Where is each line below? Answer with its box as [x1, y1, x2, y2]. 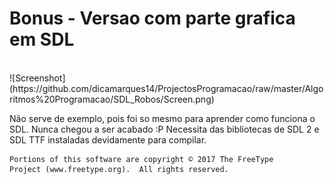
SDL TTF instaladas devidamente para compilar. [9, 133, 207, 146]
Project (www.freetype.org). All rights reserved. [9, 164, 229, 174]
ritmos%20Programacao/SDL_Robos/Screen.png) [9, 93, 215, 105]
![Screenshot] [9, 72, 66, 84]
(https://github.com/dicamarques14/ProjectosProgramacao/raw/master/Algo [9, 82, 324, 94]
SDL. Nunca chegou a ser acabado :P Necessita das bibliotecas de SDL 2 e [9, 123, 320, 135]
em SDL [9, 28, 75, 51]
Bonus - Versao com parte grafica [9, 7, 296, 30]
